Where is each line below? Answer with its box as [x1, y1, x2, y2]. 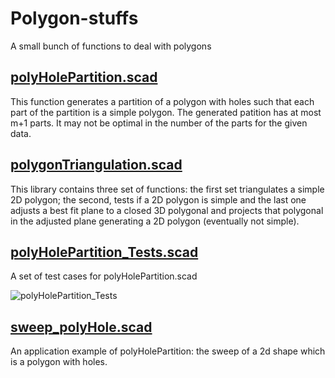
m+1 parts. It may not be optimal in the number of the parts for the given [10, 117, 308, 129]
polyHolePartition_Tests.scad [10, 243, 199, 261]
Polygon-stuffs [10, 7, 139, 30]
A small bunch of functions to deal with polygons [10, 40, 212, 52]
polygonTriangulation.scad [10, 157, 183, 174]
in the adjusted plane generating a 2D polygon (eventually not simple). [10, 215, 300, 227]
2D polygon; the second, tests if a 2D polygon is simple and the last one [10, 193, 307, 206]
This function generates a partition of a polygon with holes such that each [10, 95, 315, 107]
